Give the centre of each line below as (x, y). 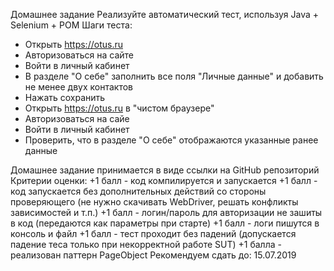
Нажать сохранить (65, 97)
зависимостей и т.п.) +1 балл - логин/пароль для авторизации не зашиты (166, 212)
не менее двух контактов (78, 87)
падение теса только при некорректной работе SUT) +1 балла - (146, 244)
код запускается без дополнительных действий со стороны (138, 191)
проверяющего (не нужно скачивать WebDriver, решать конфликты (154, 202)
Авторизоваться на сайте (79, 55)
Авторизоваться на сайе (77, 118)
